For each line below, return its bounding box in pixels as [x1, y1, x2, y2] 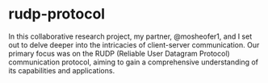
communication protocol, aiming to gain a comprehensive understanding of [8, 57, 259, 67]
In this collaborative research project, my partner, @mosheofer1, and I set [8, 31, 253, 41]
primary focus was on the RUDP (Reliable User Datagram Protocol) [8, 48, 230, 58]
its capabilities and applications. [8, 65, 115, 75]
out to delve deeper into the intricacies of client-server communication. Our [8, 39, 260, 49]
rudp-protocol [8, 5, 106, 23]
